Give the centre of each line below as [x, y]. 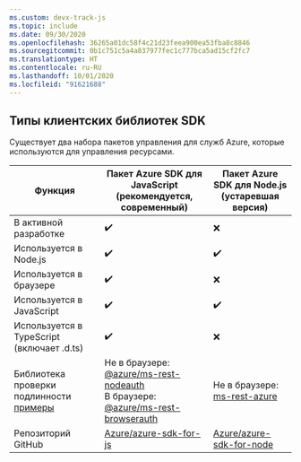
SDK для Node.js [250, 185]
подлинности [43, 397]
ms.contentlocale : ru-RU [56, 68]
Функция [55, 191]
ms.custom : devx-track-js [57, 17]
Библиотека [39, 374]
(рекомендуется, [155, 196]
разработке [39, 234]
